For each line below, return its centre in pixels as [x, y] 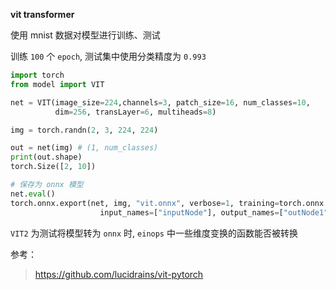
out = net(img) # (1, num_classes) [84, 148]
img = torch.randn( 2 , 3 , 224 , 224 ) [84, 130]
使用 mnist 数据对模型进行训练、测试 [85, 35]
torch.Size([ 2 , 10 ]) [53, 167]
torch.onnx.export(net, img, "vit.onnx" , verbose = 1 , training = [145, 203]
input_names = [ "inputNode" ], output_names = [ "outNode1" [214, 212]
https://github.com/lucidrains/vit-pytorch [119, 274]
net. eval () [33, 194]
